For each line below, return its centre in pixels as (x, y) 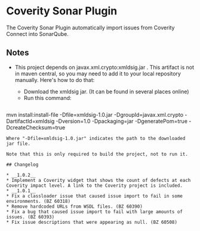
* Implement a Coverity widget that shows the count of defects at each (99, 180)
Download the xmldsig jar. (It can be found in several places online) (106, 92)
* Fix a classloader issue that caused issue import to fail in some (95, 196)
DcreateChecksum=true (36, 127)
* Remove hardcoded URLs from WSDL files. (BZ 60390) (75, 206)
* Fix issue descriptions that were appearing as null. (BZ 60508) (92, 222)
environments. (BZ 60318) (38, 201)
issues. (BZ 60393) (30, 217)
